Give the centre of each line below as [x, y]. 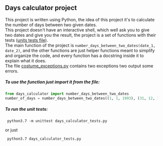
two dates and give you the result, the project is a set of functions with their [81, 35]
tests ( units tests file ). [27, 40]
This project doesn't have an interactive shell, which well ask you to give [77, 30]
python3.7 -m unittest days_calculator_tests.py [57, 121]
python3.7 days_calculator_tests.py [44, 139]
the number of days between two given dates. [51, 25]
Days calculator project [41, 8]
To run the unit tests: [26, 109]
